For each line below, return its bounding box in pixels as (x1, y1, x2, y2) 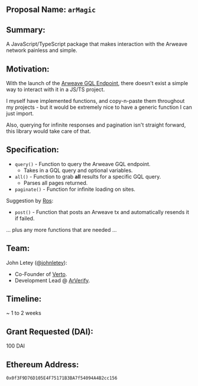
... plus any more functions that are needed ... (6, 226, 117, 233)
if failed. (14, 215, 35, 222)
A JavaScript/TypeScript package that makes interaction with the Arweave (6, 41, 188, 48)
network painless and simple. (6, 47, 78, 54)
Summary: (6, 25, 46, 35)
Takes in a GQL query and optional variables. (23, 167, 133, 174)
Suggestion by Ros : (6, 197, 54, 204)
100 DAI (6, 342, 25, 349)
